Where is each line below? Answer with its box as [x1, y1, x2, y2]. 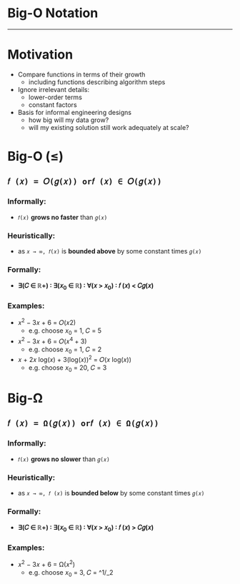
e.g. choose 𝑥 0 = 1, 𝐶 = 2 [28, 345, 102, 355]
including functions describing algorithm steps [28, 77, 166, 86]
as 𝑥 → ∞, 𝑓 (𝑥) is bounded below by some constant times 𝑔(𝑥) [17, 488, 205, 497]
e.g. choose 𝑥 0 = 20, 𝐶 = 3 [28, 363, 107, 373]
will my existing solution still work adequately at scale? [28, 123, 189, 131]
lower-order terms [28, 93, 82, 101]
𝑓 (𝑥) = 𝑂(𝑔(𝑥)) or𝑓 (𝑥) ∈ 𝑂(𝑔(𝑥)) [7, 176, 162, 187]
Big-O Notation [7, 5, 99, 21]
